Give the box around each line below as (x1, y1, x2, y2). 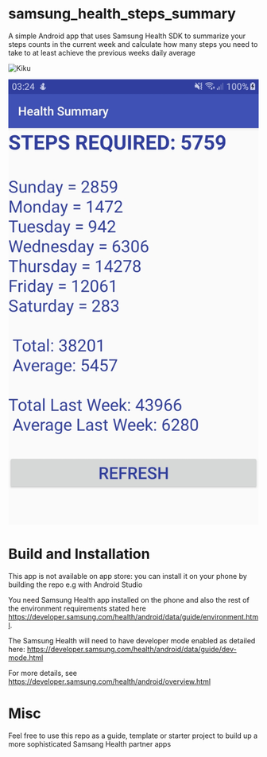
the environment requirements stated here (8, 604, 147, 613)
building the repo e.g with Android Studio (8, 580, 143, 589)
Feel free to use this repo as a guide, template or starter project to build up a (8, 731, 258, 740)
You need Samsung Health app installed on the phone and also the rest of (8, 595, 250, 604)
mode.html (8, 653, 44, 662)
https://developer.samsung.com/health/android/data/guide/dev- (26, 644, 237, 654)
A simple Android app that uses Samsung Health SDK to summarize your (8, 31, 246, 41)
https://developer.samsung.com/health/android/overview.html (8, 677, 211, 686)
